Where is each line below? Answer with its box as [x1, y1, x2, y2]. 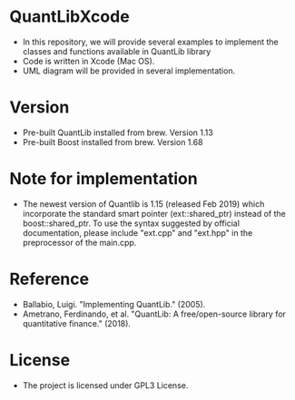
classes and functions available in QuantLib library [22, 45, 211, 56]
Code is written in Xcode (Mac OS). [22, 55, 155, 66]
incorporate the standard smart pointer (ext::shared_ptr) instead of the [22, 208, 286, 219]
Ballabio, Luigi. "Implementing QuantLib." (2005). [22, 298, 206, 309]
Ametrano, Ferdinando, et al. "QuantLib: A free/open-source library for [22, 308, 286, 319]
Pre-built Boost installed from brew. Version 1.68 [22, 136, 203, 147]
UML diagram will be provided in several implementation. [22, 65, 236, 76]
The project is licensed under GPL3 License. [22, 379, 189, 391]
